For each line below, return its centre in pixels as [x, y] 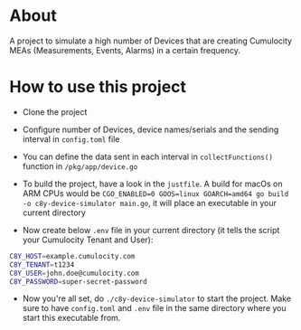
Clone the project [55, 112]
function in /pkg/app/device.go [80, 166]
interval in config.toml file [71, 139]
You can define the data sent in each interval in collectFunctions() [148, 156]
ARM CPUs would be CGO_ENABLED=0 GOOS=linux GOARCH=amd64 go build [155, 193]
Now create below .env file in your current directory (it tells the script [151, 230]
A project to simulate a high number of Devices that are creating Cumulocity [150, 41]
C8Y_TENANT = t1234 [42, 264]
